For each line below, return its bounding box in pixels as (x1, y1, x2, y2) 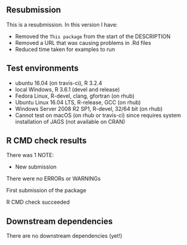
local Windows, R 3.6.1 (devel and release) (15, 86, 120, 93)
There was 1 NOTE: (6, 152, 54, 159)
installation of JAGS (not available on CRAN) (15, 118, 125, 125)
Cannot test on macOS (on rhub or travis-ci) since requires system (15, 112, 182, 119)
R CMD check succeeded (6, 198, 70, 206)
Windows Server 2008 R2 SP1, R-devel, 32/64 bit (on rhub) (15, 105, 163, 112)
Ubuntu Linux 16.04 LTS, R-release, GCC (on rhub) (15, 98, 141, 106)
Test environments (6, 63, 79, 73)
